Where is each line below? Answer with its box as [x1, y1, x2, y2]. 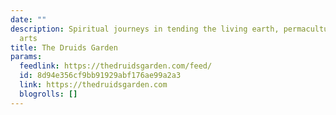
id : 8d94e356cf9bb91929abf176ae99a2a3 [19, 71, 182, 81]
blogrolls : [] [19, 89, 78, 99]
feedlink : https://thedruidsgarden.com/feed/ [19, 61, 213, 71]
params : [10, 52, 43, 62]
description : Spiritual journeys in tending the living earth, [10, 24, 280, 34]
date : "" [10, 14, 47, 25]
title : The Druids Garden [10, 42, 118, 53]
